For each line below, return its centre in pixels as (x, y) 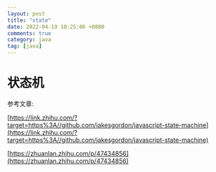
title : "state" (29, 20)
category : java (29, 40)
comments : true (29, 33)
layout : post (26, 14)
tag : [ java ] (24, 46)
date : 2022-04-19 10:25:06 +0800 (56, 27)
